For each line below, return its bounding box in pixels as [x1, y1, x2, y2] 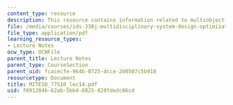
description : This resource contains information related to [7, 17, 188, 23]
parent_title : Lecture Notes [7, 55, 92, 62]
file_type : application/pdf [7, 29, 89, 37]
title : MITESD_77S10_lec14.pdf [7, 81, 98, 88]
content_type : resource [7, 10, 76, 17]
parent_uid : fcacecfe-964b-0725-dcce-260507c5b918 [7, 68, 157, 75]
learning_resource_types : [7, 36, 82, 43]
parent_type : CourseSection [7, 61, 89, 68]
